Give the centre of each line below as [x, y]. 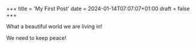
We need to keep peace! [37, 38]
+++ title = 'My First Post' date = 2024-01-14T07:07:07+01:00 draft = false [98, 9]
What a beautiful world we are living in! [54, 26]
